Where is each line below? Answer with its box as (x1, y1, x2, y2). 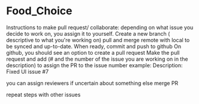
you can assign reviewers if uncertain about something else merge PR (6, 79, 179, 87)
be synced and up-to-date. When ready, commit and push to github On (6, 43, 181, 50)
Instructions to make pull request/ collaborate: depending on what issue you (6, 24, 194, 31)
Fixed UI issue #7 (6, 68, 49, 75)
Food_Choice (6, 4, 73, 18)
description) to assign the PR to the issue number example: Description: (6, 61, 183, 69)
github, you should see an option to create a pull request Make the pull (6, 49, 180, 56)
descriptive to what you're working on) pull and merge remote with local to (6, 36, 190, 43)
